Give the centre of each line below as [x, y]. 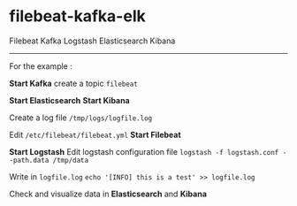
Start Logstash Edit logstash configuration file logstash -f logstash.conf [144, 151]
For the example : [41, 66]
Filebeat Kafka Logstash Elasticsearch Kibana [92, 41]
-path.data [29, 160]
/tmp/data [71, 160]
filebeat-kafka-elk [77, 16]
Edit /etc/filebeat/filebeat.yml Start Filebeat [95, 134]
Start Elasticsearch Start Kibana [69, 100]
